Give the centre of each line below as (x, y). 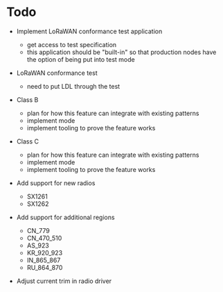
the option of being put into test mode (81, 59)
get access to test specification (72, 44)
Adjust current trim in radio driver (64, 281)
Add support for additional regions (65, 217)
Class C (28, 141)
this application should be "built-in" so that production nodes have (122, 52)
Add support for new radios (56, 183)
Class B (27, 100)
